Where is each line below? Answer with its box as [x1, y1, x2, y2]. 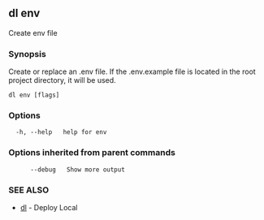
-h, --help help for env [15, 128, 107, 136]
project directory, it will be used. [8, 75, 116, 85]
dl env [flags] [8, 91, 60, 100]
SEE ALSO [8, 184, 50, 196]
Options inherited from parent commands [8, 147, 176, 158]
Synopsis [8, 48, 46, 59]
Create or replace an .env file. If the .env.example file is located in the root [8, 67, 256, 76]
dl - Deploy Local [19, 203, 78, 212]
